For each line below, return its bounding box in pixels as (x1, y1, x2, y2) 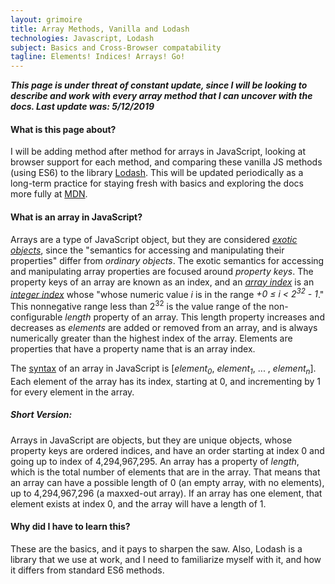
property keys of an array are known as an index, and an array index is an (10, 276, 315, 288)
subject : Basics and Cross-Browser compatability (10, 42, 222, 53)
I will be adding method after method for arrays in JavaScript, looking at (10, 146, 307, 158)
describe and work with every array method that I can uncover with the (10, 90, 313, 102)
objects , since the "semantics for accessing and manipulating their (10, 244, 285, 256)
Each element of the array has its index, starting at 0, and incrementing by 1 (10, 375, 322, 387)
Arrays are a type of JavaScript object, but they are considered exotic (10, 233, 298, 245)
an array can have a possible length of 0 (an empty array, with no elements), (10, 476, 325, 488)
